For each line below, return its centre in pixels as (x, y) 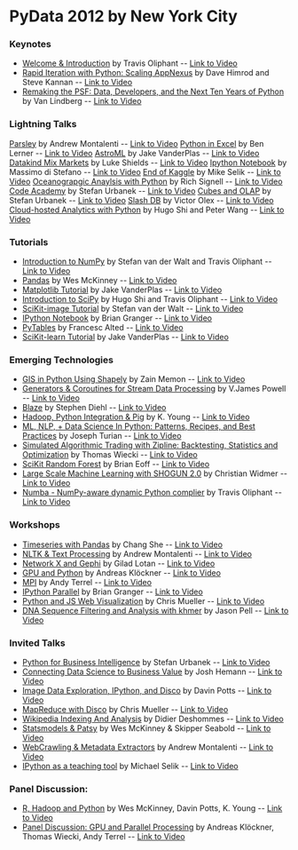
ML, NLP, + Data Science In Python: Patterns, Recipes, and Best (138, 426)
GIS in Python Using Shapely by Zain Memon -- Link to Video (133, 379)
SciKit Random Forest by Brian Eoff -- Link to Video (116, 465)
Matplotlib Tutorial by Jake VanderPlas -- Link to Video (122, 290)
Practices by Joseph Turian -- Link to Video (102, 436)
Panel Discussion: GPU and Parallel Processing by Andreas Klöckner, (148, 827)
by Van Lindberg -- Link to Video (82, 101)
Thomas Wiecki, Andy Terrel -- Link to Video (103, 837)
